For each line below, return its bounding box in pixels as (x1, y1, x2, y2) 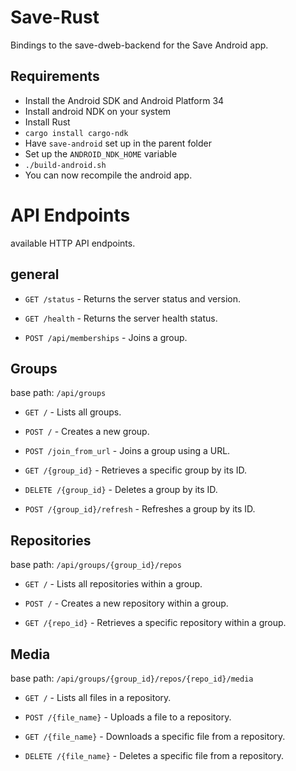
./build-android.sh (24, 160, 107, 170)
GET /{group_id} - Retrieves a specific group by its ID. (24, 464, 247, 476)
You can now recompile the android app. (24, 169, 193, 181)
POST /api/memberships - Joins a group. (24, 331, 188, 343)
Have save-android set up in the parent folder (24, 137, 212, 149)
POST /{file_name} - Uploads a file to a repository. (24, 711, 232, 723)
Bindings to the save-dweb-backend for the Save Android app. (10, 39, 269, 51)
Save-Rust (10, 6, 100, 29)
